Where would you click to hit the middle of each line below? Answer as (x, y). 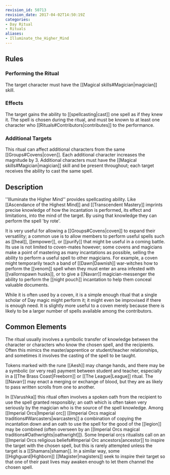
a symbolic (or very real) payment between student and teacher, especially (84, 371)
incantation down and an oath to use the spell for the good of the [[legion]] (83, 424)
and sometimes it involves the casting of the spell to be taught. (71, 355)
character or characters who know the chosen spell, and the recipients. (80, 345)
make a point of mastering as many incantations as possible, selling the (80, 252)
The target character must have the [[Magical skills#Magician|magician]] (81, 85)
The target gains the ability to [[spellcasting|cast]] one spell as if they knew (84, 114)
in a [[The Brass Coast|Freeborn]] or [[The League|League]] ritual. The (79, 376)
